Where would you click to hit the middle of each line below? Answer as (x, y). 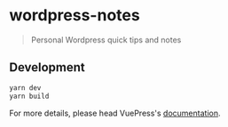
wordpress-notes (75, 15)
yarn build (29, 96)
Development (47, 67)
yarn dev (25, 88)
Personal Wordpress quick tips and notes (106, 40)
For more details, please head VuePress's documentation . (115, 113)
